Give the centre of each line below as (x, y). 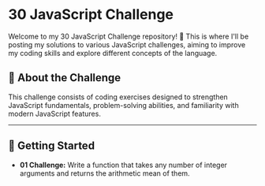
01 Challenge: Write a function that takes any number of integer (123, 165)
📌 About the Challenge (65, 78)
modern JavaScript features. (54, 113)
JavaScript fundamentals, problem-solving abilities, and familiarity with (123, 105)
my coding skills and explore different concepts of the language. (113, 53)
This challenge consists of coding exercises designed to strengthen (118, 97)
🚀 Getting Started (52, 146)
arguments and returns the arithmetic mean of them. (105, 173)
